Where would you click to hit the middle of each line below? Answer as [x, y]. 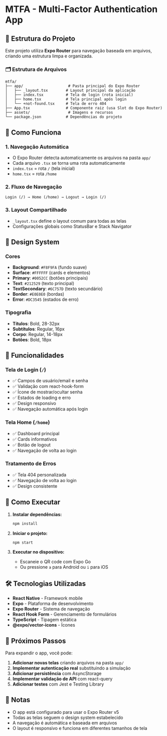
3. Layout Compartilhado [36, 210]
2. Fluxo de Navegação [34, 186]
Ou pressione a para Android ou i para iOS [64, 567]
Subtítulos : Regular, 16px [39, 329]
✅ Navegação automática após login [50, 409]
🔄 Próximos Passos [36, 641]
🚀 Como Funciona [33, 132]
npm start [23, 543]
